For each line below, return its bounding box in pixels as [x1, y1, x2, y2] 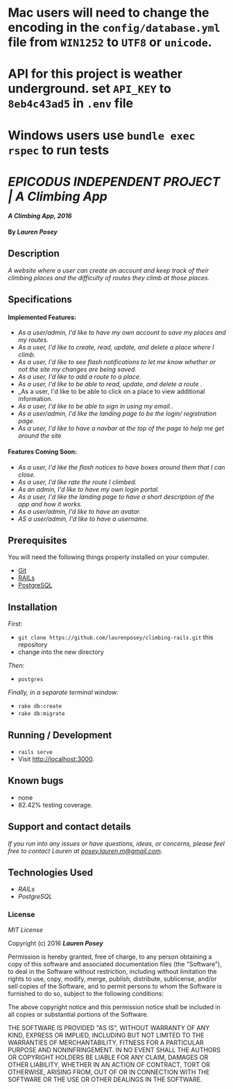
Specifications [8, 293, 72, 306]
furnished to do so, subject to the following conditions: [8, 989, 164, 997]
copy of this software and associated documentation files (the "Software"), [8, 959, 223, 968]
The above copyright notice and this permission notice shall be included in [8, 1002, 221, 1011]
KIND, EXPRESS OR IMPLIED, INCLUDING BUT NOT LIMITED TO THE [8, 1031, 205, 1039]
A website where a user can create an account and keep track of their [8, 266, 209, 275]
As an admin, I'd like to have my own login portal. [17, 485, 159, 493]
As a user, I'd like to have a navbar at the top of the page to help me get [17, 425, 225, 433]
